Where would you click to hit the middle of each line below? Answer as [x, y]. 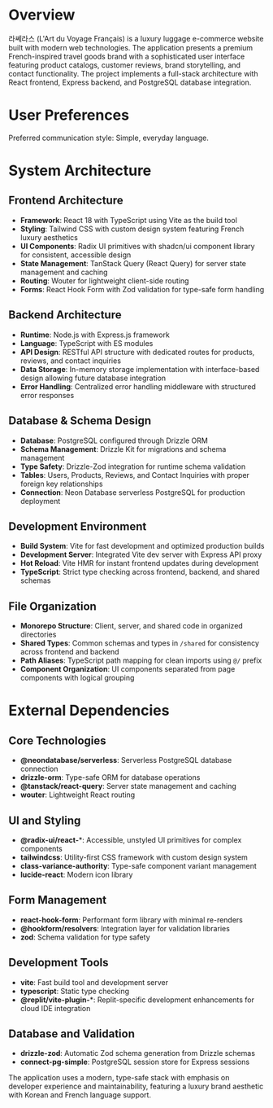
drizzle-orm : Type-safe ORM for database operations [110, 777]
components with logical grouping [77, 678]
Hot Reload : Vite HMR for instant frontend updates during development [139, 563]
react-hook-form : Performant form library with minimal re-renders [132, 920]
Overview [42, 15]
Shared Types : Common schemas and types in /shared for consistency [140, 643]
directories [38, 635]
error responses [47, 395]
